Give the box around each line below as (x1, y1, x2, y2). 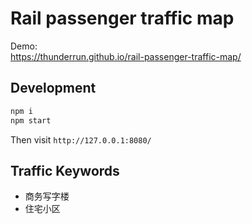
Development (10, 80, 97, 97)
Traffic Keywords (10, 162, 120, 179)
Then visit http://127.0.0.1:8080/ (10, 133, 152, 146)
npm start (10, 115, 52, 126)
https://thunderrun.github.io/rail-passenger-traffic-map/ (10, 50, 242, 62)
